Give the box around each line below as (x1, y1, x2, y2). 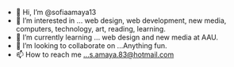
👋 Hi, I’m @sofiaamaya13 (15, 8, 97, 17)
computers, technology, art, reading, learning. (15, 24, 167, 33)
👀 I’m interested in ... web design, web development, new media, (15, 16, 227, 25)
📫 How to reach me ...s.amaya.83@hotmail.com (15, 50, 175, 59)
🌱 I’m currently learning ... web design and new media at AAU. (15, 32, 219, 42)
